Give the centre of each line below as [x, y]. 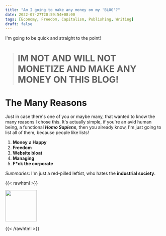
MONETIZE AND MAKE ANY [77, 69]
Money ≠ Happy [29, 142]
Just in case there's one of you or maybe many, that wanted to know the [80, 116]
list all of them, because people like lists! [47, 133]
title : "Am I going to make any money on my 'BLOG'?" [63, 10]
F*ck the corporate [33, 164]
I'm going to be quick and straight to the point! [53, 38]
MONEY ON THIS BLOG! [68, 80]
